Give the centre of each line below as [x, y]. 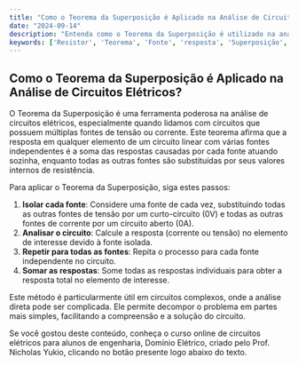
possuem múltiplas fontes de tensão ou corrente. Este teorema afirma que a [148, 132]
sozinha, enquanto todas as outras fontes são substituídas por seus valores [147, 161]
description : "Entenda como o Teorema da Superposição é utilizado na [142, 34]
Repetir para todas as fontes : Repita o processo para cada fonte [141, 252]
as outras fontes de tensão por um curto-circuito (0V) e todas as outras [153, 214]
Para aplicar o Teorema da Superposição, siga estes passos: [120, 187]
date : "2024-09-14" [45, 26]
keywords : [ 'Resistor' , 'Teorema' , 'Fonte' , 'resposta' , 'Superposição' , [149, 42]
